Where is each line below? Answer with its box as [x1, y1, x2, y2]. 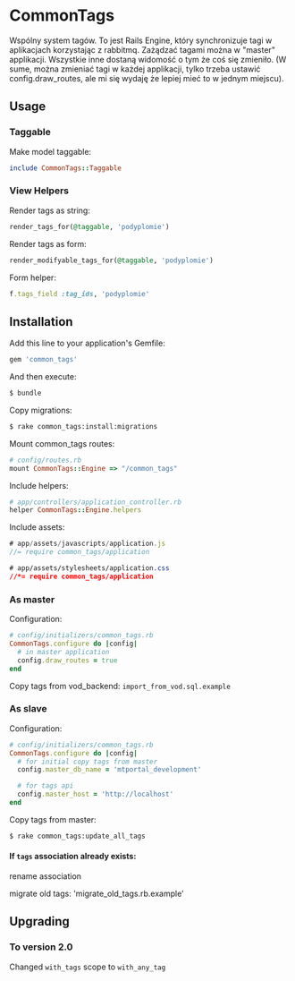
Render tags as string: [9, 205, 91, 216]
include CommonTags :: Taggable [9, 163, 122, 173]
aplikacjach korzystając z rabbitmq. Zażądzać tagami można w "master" [9, 44, 275, 55]
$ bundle [9, 388, 42, 398]
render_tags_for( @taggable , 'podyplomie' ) [9, 222, 170, 231]
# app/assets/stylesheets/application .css [9, 564, 170, 573]
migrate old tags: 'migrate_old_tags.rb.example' [9, 888, 185, 900]
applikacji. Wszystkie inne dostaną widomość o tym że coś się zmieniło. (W [9, 54, 287, 64]
